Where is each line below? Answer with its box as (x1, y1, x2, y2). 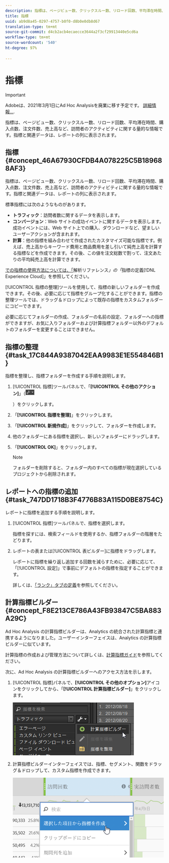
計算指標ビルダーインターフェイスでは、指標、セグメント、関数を (12, 760, 149, 767)
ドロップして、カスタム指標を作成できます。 (21, 767, 114, 773)
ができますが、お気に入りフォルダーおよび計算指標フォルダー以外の (5, 320, 146, 326)
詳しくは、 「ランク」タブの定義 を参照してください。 (12, 582, 121, 588)
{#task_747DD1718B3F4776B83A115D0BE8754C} (5, 495, 163, 504)
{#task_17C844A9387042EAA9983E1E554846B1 (5, 351, 163, 360)
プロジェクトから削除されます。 (12, 471, 79, 477)
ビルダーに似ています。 (5, 641, 54, 647)
